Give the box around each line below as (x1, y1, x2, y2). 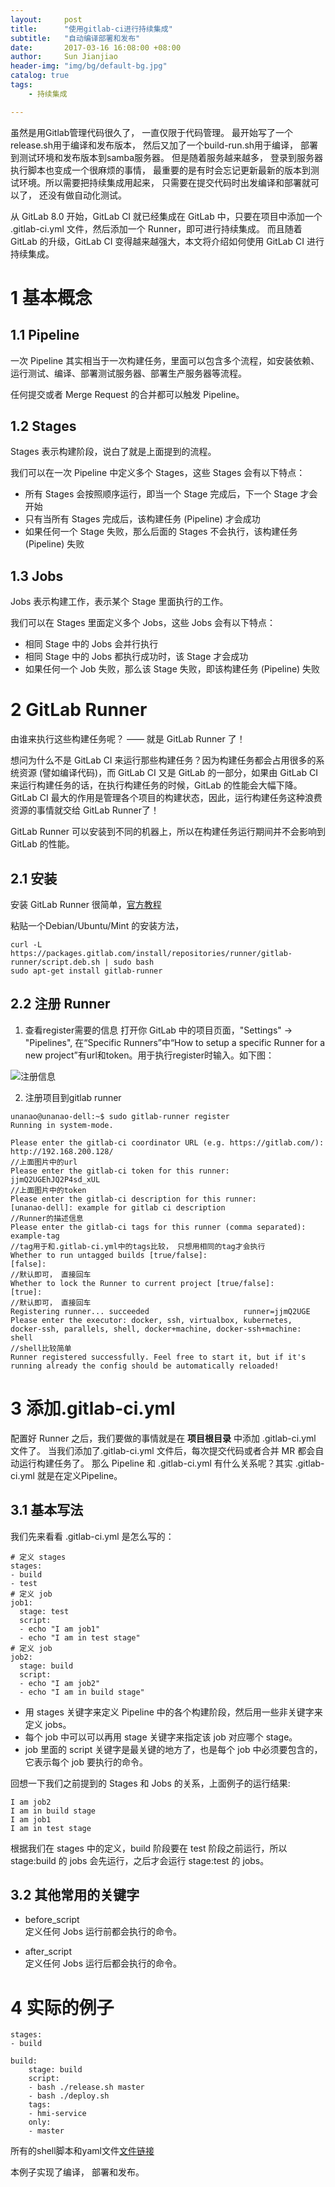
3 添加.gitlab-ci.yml (10, 1397, 176, 1420)
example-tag (10, 1231, 60, 1241)
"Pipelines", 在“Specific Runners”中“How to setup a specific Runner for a (24, 1036, 325, 1048)
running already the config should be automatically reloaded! (10, 1361, 280, 1371)
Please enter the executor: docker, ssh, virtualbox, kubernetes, (10, 1315, 293, 1325)
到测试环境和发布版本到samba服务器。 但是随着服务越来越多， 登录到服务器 (10, 151, 323, 163)
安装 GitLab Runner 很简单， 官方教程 (10, 899, 162, 910)
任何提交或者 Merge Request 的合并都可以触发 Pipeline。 (10, 388, 245, 400)
